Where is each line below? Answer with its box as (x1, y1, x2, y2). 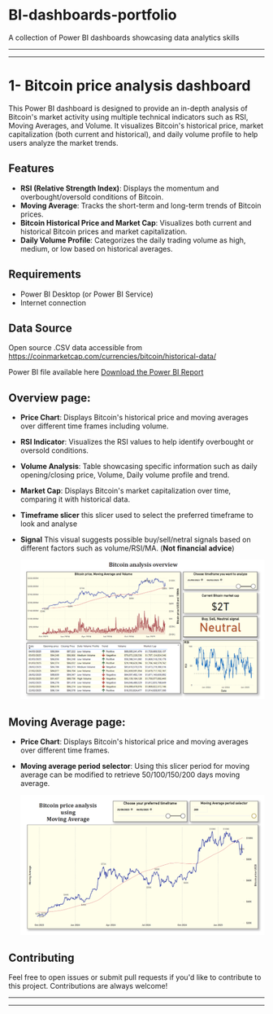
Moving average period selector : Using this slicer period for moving (19, 762, 250, 771)
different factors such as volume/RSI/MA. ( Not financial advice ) (19, 543, 235, 553)
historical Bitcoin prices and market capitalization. (19, 226, 188, 236)
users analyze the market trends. (8, 138, 119, 147)
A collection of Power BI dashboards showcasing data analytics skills (8, 33, 240, 42)
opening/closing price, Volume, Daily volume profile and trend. (19, 470, 230, 480)
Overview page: (8, 391, 91, 405)
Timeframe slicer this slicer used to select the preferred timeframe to (19, 511, 253, 520)
